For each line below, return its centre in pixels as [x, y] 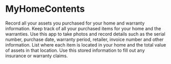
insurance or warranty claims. [36, 56]
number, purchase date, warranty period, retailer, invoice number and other [84, 39]
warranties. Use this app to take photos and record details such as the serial [86, 34]
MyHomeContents [45, 9]
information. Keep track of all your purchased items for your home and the [83, 28]
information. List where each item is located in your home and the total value [86, 45]
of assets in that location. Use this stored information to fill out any [75, 50]
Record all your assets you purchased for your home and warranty [75, 23]
